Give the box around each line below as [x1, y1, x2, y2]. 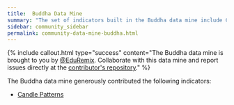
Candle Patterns [17, 90, 64, 99]
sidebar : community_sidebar [7, 23, 89, 30]
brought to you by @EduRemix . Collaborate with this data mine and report [7, 56, 219, 65]
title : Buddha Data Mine [7, 10, 82, 17]
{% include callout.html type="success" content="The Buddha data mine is [7, 49, 224, 57]
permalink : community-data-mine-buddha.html [7, 29, 139, 37]
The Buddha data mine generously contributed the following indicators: [7, 77, 212, 86]
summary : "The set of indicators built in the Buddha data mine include [7, 17, 223, 24]
